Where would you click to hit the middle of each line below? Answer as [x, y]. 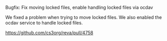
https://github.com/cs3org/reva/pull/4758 [49, 33]
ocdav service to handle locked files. [44, 23]
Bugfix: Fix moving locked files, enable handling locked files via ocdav [79, 7]
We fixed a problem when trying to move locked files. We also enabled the [84, 17]
